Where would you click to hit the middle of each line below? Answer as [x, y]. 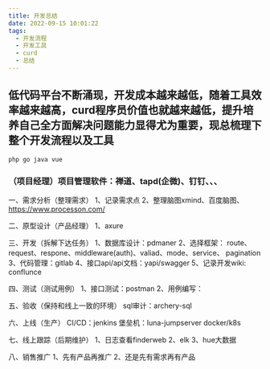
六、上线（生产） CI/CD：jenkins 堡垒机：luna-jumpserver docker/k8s [125, 322]
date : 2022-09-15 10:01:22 [53, 23]
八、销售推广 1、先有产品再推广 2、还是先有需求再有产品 [102, 357]
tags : [17, 31]
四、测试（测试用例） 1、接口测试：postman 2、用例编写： [106, 288]
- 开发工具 [31, 46]
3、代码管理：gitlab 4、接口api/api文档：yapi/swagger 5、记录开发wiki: [127, 263]
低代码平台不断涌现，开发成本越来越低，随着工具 [130, 95]
